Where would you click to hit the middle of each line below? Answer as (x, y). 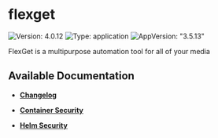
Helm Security (44, 125)
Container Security (52, 110)
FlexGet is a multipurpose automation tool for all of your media (109, 51)
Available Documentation (72, 76)
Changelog (38, 95)
